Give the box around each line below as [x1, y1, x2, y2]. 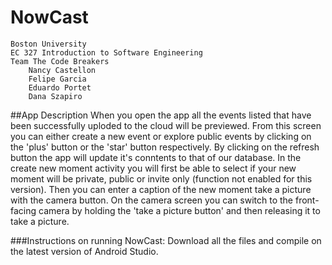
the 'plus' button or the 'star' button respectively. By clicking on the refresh [10, 141, 320, 153]
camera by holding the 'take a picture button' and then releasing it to [38, 204, 321, 216]
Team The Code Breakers [10, 56, 110, 66]
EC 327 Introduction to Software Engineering [10, 47, 203, 58]
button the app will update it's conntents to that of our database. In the [10, 151, 302, 163]
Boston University [10, 39, 87, 49]
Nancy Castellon [28, 65, 97, 75]
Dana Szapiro [28, 91, 83, 101]
